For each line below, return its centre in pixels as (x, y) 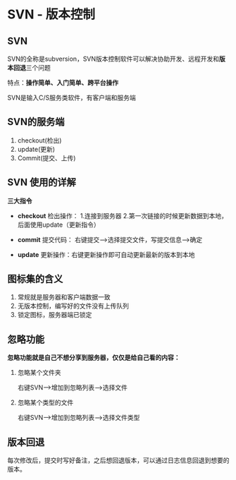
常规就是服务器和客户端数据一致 (64, 297)
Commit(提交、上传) (46, 158)
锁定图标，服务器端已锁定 (55, 315)
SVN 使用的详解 (42, 182)
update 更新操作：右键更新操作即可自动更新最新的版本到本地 (106, 254)
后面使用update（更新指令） (58, 224)
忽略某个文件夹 (39, 373)
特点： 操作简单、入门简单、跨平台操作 (63, 83)
